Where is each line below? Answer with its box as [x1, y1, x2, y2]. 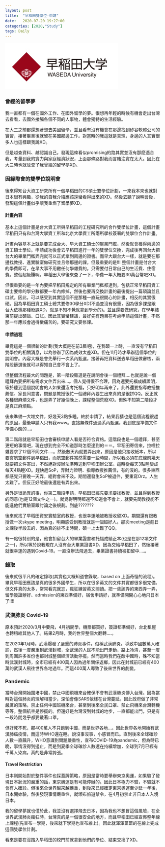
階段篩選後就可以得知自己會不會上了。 [5, 362, 82, 368]
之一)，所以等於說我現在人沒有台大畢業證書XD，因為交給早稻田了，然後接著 [5, 542, 159, 548]
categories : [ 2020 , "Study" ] [5, 24, 63, 29]
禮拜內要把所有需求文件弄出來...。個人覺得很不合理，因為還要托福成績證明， [5, 378, 160, 384]
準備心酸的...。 [5, 426, 35, 432]
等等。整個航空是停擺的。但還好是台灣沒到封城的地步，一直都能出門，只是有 [5, 708, 160, 714]
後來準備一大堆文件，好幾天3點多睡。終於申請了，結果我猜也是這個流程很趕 [5, 413, 159, 419]
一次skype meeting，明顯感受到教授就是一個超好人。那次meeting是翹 [13, 519, 155, 525]
